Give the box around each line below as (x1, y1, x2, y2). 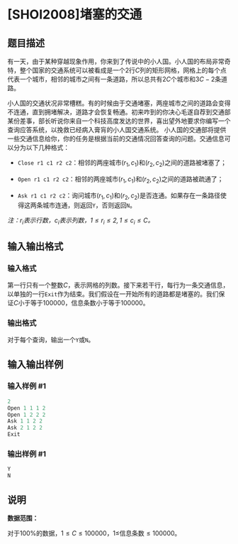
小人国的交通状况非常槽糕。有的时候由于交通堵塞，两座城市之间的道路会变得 (7, 99, 231, 107)
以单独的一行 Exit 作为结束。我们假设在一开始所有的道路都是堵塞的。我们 (7, 289, 219, 298)
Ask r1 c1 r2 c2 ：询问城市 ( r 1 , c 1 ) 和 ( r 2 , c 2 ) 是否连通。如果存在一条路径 (17, 191, 221, 201)
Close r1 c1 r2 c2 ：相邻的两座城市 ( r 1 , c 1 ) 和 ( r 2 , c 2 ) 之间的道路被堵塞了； (17, 158, 227, 168)
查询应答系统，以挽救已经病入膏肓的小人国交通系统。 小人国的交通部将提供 (7, 126, 227, 134)
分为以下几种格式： (13, 143, 69, 151)
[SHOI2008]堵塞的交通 (7, 6, 142, 23)
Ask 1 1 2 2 (7, 418, 42, 425)
